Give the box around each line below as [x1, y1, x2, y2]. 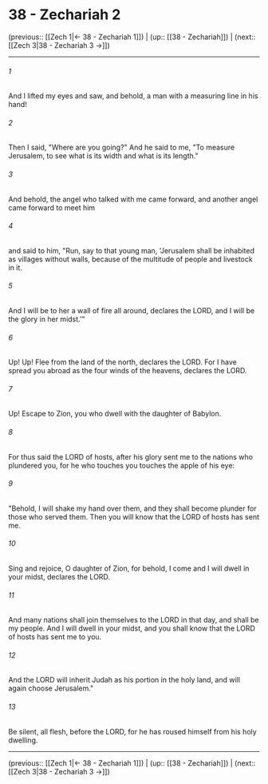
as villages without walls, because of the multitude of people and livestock [8, 254, 253, 264]
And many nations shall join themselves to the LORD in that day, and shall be [8, 615, 259, 625]
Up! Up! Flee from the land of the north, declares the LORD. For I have [8, 357, 237, 367]
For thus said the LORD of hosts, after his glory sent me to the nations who [8, 452, 254, 461]
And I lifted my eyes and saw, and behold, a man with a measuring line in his [8, 91, 258, 101]
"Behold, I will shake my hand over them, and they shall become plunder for [8, 503, 257, 513]
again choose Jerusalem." [8, 683, 94, 693]
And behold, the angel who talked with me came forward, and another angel [8, 194, 258, 204]
